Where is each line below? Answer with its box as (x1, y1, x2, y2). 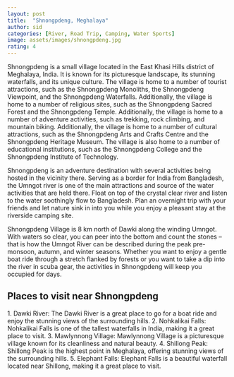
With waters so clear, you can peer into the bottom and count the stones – (7, 232, 222, 241)
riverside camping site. (7, 211, 74, 220)
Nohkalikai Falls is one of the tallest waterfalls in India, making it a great (7, 324, 215, 333)
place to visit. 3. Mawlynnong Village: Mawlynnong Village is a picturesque (7, 331, 224, 340)
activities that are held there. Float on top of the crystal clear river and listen (7, 188, 228, 197)
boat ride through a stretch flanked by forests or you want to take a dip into (7, 255, 226, 263)
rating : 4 (7, 43, 37, 50)
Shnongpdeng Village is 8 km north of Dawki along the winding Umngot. (7, 225, 217, 233)
